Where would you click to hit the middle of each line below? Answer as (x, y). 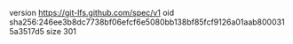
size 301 (61, 31)
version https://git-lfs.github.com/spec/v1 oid (92, 13)
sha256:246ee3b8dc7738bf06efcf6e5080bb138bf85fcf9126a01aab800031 (147, 22)
